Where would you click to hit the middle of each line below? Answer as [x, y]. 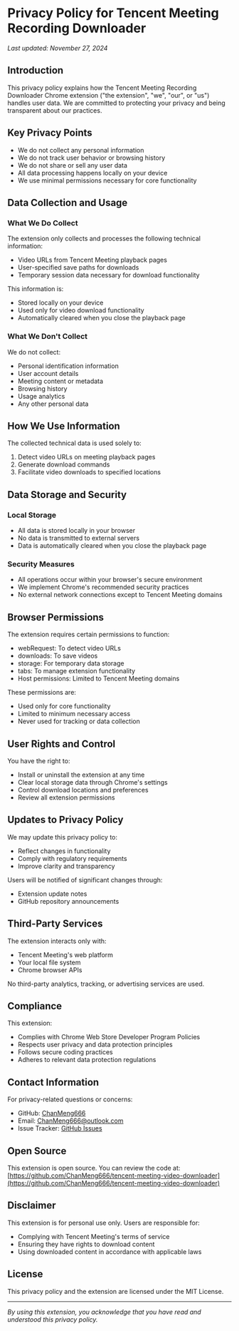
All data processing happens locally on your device [92, 173]
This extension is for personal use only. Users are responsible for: [104, 1223]
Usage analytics [41, 396]
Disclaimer [32, 1206]
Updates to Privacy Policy [65, 820]
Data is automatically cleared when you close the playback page [112, 546]
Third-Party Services [55, 924]
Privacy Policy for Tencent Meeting [113, 13]
